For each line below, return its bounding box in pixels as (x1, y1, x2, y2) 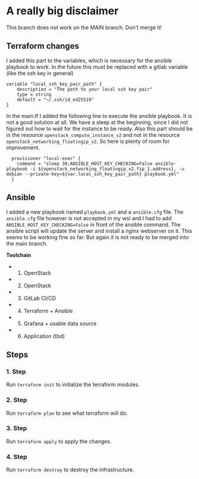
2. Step (6, 396, 27, 404)
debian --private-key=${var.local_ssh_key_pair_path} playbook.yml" (6, 171, 179, 177)
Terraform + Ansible (23, 307, 73, 314)
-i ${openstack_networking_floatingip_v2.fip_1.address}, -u (30, 165, 185, 172)
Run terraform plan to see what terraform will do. (6, 409, 128, 417)
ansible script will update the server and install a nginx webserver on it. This (6, 227, 192, 234)
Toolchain (6, 251, 31, 258)
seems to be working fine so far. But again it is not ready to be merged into (6, 233, 189, 240)
